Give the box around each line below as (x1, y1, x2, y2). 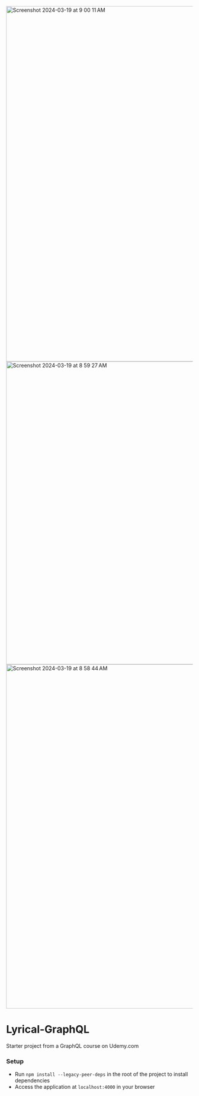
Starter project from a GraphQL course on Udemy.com (6, 1042, 139, 1049)
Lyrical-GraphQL (6, 1023, 90, 1037)
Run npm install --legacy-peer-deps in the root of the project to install (14, 1070, 188, 1078)
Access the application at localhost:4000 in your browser (14, 1084, 155, 1091)
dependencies (14, 1077, 50, 1084)
